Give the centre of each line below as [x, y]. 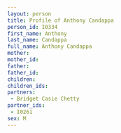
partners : [22, 92]
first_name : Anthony [37, 33]
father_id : [23, 72]
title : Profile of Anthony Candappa [60, 20]
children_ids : [28, 86]
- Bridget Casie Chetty [45, 99]
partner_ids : [26, 106]
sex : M [17, 118]
